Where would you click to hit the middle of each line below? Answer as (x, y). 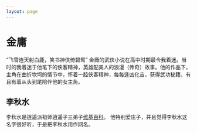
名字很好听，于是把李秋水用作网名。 (50, 124)
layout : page (22, 11)
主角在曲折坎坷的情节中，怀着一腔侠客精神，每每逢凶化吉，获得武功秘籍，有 (98, 74)
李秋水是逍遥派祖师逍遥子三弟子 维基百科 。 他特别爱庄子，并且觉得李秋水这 (97, 117)
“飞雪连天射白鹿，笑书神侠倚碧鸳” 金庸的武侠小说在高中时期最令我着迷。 (94, 60)
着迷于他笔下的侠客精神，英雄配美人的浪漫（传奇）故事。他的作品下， (106, 67)
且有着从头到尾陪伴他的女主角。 (45, 81)
